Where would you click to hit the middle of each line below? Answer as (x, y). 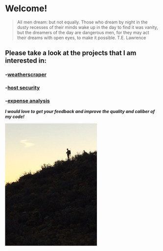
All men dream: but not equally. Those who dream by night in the (82, 22)
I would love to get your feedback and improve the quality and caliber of (80, 112)
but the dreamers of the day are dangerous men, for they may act (83, 32)
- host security (23, 88)
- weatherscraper (26, 75)
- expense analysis (27, 101)
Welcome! (26, 9)
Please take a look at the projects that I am (71, 53)
